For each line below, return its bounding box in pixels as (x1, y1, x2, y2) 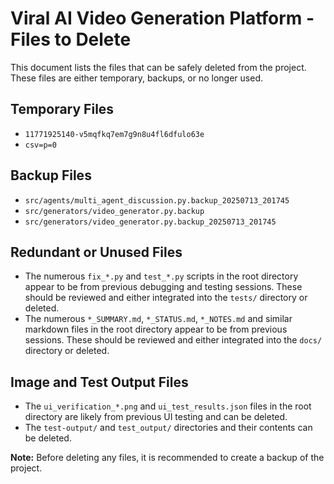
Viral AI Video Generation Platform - (10, 7, 315, 30)
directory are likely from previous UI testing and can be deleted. (24, 411, 288, 423)
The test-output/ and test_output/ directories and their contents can (24, 422, 313, 434)
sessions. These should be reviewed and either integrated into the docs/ (24, 334, 323, 346)
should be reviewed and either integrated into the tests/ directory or (24, 292, 308, 304)
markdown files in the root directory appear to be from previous (24, 323, 288, 336)
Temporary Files (10, 101, 115, 118)
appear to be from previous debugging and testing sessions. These (24, 281, 303, 293)
